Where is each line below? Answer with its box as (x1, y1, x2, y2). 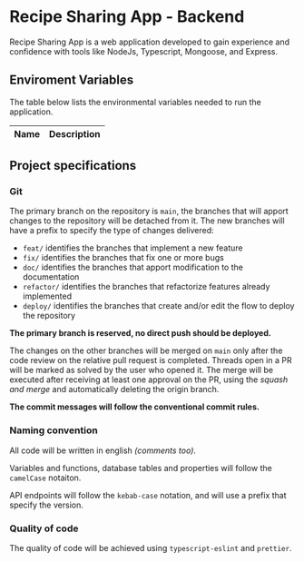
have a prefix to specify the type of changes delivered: (9, 225, 215, 236)
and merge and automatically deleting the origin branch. (9, 384, 220, 395)
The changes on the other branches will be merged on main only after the (9, 345, 283, 356)
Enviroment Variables (9, 73, 134, 88)
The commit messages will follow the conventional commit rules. (9, 401, 260, 412)
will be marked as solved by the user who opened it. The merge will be (9, 365, 274, 376)
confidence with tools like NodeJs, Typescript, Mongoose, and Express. (9, 45, 279, 56)
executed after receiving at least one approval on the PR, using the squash (9, 374, 289, 385)
